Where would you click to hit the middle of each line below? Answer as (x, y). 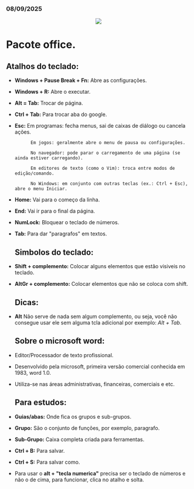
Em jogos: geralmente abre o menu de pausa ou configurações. (108, 143)
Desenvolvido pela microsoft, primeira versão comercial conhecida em (100, 366)
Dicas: (27, 302)
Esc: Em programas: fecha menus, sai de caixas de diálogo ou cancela (100, 126)
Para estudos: (40, 403)
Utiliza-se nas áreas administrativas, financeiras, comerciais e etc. (94, 384)
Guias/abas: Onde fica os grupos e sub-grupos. (73, 416)
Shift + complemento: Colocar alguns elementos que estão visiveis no (100, 266)
